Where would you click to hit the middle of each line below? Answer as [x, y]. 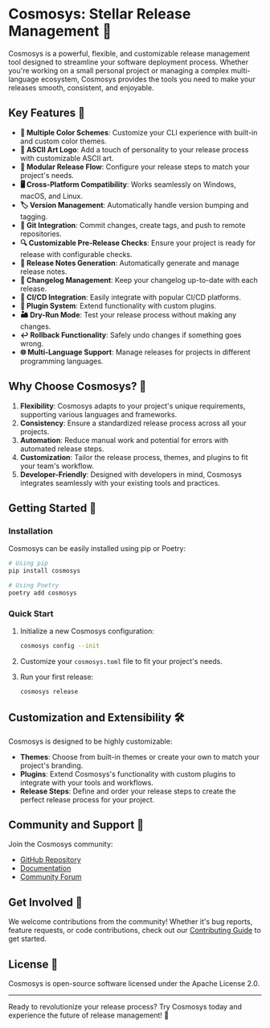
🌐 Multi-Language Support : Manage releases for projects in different [135, 352]
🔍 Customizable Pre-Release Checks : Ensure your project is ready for [138, 242]
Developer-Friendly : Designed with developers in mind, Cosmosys [131, 474]
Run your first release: [57, 677]
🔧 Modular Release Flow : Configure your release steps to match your [135, 167]
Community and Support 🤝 [76, 825]
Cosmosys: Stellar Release [100, 14]
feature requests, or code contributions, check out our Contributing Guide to [135, 931]
